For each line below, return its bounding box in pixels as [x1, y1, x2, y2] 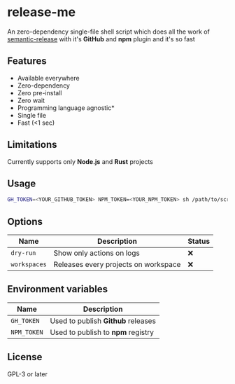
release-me [7, 4, 76, 20]
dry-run [10, 249, 36, 257]
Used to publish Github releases [50, 316, 156, 326]
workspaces [10, 261, 47, 268]
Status [187, 236, 211, 246]
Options [7, 215, 43, 228]
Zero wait [17, 96, 45, 104]
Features [7, 55, 47, 67]
